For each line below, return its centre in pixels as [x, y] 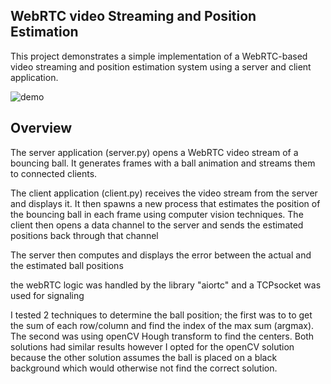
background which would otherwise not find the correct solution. [144, 368]
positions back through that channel [84, 235]
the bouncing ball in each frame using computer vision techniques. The [157, 214]
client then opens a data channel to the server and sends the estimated [157, 225]
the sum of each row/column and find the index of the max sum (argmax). [162, 325]
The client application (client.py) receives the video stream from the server [164, 193]
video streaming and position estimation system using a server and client [161, 66]
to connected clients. [54, 173]
